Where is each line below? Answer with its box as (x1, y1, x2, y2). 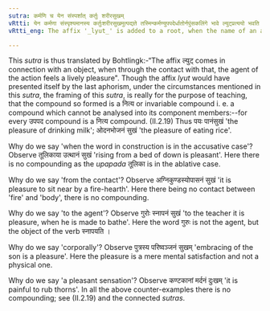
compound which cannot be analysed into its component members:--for (8, 108, 247, 117)
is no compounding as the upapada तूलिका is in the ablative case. (8, 159, 221, 169)
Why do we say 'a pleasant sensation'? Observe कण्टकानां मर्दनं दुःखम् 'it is (8, 276, 239, 285)
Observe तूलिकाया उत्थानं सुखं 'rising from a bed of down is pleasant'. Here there (8, 150, 260, 160)
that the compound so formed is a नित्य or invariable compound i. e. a (8, 99, 235, 108)
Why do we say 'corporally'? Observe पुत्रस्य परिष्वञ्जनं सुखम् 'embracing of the (8, 243, 254, 252)
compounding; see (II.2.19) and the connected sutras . (8, 293, 186, 303)
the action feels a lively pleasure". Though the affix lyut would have (8, 73, 231, 83)
